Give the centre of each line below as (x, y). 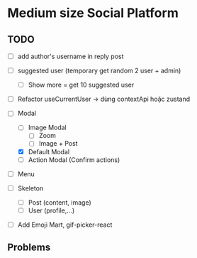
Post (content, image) (60, 202)
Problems (29, 248)
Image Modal (47, 128)
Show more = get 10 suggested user (81, 85)
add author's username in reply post (71, 56)
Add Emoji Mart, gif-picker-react (65, 225)
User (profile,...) (51, 210)
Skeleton (30, 188)
